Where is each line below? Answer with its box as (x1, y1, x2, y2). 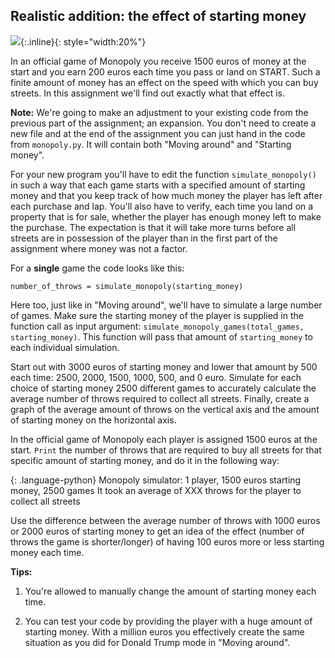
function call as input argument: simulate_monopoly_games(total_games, (10, 320, 305, 332)
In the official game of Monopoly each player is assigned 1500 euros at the (10, 433, 318, 445)
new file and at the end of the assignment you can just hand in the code (10, 127, 306, 139)
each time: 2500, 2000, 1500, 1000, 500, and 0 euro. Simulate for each (10, 371, 302, 383)
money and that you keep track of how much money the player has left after (10, 189, 323, 201)
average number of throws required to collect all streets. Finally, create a (10, 392, 310, 404)
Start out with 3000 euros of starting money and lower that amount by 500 (10, 360, 318, 373)
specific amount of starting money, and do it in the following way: (10, 454, 280, 466)
